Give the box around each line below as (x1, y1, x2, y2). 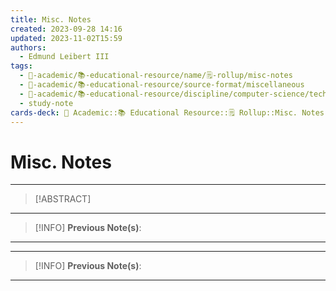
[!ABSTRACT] (34, 193, 92, 205)
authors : (10, 42, 47, 53)
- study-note (19, 98, 74, 108)
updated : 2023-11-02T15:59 (10, 33, 123, 43)
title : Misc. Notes (10, 14, 92, 25)
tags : (10, 61, 33, 71)
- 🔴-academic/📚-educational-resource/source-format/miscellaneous (19, 80, 305, 90)
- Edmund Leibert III (19, 52, 110, 62)
